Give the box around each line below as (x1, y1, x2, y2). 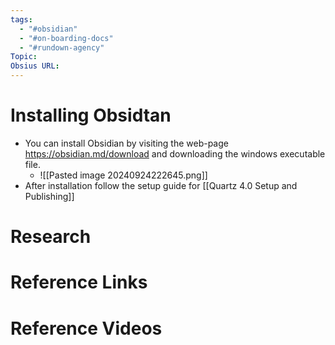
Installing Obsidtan (10, 104, 172, 127)
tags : (10, 14, 33, 25)
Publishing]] (24, 190, 75, 202)
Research (10, 226, 92, 248)
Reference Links (10, 271, 148, 294)
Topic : (10, 52, 38, 62)
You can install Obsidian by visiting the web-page (24, 137, 229, 149)
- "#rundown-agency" (19, 42, 105, 53)
